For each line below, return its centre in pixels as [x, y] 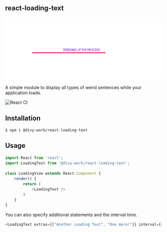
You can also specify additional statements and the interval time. [71, 215]
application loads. [23, 93]
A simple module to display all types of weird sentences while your [73, 88]
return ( [32, 184]
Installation [23, 118]
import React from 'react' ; [34, 158]
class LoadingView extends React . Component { [53, 174]
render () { [25, 179]
